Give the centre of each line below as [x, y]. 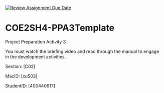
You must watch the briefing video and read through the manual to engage [82, 51]
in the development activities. [36, 56]
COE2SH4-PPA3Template [60, 28]
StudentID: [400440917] [30, 85]
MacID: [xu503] [21, 76]
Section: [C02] [20, 66]
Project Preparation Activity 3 [36, 41]
